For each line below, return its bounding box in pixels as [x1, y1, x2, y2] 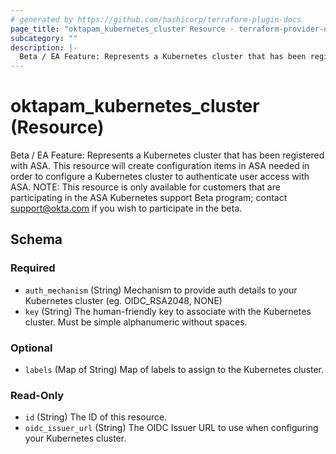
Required [10, 261, 56, 275]
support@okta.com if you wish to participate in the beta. [10, 202, 243, 215]
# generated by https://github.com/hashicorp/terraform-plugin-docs [10, 14, 302, 25]
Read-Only [10, 388, 65, 402]
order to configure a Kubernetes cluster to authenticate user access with [10, 171, 310, 183]
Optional [10, 341, 53, 355]
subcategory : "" [10, 33, 78, 43]
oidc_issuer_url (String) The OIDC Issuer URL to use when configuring [24, 422, 319, 434]
